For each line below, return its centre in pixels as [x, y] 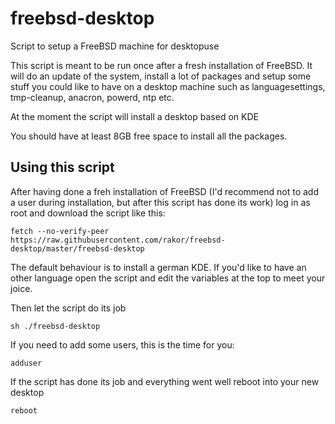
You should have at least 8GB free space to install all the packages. [149, 136]
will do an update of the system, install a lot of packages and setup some [161, 76]
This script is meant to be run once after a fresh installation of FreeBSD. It [161, 65]
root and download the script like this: [88, 213]
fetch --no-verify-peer [60, 231]
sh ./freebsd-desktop [55, 326]
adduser [26, 363]
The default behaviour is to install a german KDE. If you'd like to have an [158, 267]
